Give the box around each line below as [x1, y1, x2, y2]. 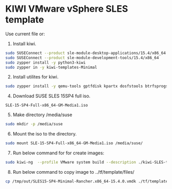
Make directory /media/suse [12, 112, 73, 118]
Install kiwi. [12, 40, 37, 46]
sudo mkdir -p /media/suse [5, 122, 63, 127]
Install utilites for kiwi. [12, 74, 59, 80]
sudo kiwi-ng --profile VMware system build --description [5, 160, 137, 165]
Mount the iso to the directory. [12, 131, 77, 137]
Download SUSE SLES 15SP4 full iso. [12, 93, 91, 99]
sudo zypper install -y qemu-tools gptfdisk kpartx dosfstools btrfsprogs [5, 84, 168, 89]
